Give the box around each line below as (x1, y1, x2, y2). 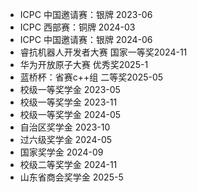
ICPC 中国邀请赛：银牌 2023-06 (19, 9, 153, 20)
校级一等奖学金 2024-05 (19, 109, 122, 120)
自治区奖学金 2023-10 (19, 121, 111, 133)
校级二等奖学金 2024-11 (19, 159, 118, 170)
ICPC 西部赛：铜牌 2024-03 (19, 21, 136, 33)
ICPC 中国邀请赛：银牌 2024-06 (19, 34, 153, 45)
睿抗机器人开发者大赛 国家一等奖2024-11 (19, 46, 188, 58)
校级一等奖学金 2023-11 (19, 96, 118, 108)
